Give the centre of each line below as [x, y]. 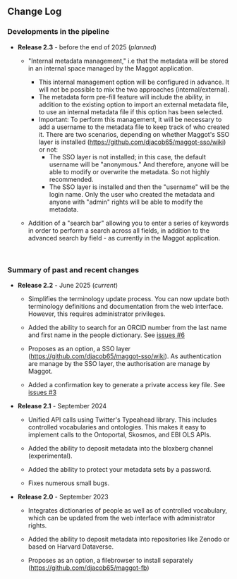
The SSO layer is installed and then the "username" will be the [139, 187]
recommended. [71, 179]
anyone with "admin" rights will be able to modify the [126, 202]
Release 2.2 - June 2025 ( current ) [68, 285]
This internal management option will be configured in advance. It [134, 82]
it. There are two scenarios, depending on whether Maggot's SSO [134, 134]
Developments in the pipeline [58, 32]
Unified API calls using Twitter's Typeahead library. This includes [122, 420]
